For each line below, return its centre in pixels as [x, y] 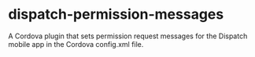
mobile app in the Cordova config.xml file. [76, 44]
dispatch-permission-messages [116, 14]
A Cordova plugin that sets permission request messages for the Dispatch [128, 36]
